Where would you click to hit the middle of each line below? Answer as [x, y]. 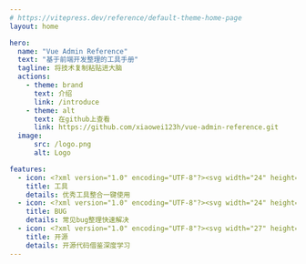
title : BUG [46, 212]
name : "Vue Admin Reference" [73, 51]
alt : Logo [52, 153]
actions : [34, 77]
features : [28, 169]
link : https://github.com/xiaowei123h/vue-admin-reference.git [156, 127]
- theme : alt [51, 110]
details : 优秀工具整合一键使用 [78, 195]
